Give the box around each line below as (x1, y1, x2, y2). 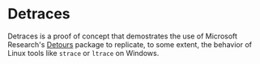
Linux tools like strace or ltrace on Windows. (7, 48, 160, 58)
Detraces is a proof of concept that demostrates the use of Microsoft (7, 31, 238, 41)
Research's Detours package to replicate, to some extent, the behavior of (7, 39, 253, 49)
